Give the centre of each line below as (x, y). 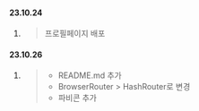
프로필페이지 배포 (75, 34)
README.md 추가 (90, 75)
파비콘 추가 (77, 98)
